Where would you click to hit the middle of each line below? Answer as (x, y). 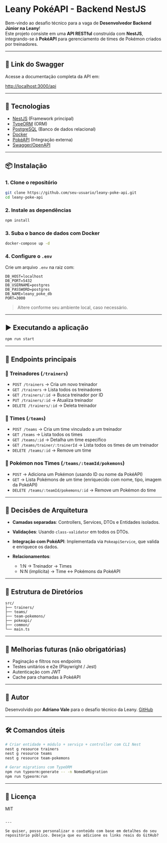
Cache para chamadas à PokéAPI (46, 677)
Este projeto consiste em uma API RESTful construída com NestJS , (74, 33)
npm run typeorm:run (27, 776)
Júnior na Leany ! (23, 28)
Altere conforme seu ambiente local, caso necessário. (73, 307)
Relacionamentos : (31, 557)
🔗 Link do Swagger (35, 64)
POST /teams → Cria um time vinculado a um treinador (67, 429)
